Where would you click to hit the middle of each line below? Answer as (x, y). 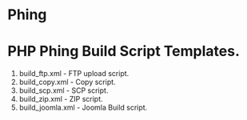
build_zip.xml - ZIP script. (61, 99)
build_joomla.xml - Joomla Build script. (83, 108)
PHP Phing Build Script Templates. (124, 52)
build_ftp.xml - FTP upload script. (74, 74)
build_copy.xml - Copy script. (68, 82)
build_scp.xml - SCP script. (64, 90)
